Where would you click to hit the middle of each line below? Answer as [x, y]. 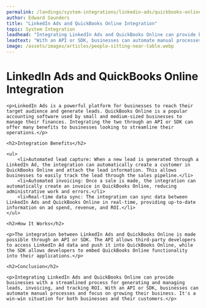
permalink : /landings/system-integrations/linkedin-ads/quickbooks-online [104, 12]
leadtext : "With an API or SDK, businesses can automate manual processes [104, 40]
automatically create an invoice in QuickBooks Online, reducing [91, 186]
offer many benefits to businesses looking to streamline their [90, 127]
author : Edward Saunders [38, 18]
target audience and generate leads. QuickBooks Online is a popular [97, 111]
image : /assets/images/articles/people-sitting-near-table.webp [90, 47]
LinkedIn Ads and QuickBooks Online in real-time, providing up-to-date [101, 202]
